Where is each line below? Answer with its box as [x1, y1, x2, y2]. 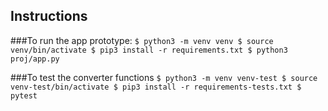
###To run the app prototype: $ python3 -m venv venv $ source [10, 34, 274, 46]
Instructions [10, 8, 88, 25]
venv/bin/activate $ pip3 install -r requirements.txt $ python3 [10, 45, 288, 55]
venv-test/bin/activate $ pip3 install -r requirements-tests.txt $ [10, 82, 302, 92]
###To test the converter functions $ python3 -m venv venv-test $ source [10, 71, 318, 83]
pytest [10, 90, 38, 101]
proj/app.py [10, 54, 60, 64]
